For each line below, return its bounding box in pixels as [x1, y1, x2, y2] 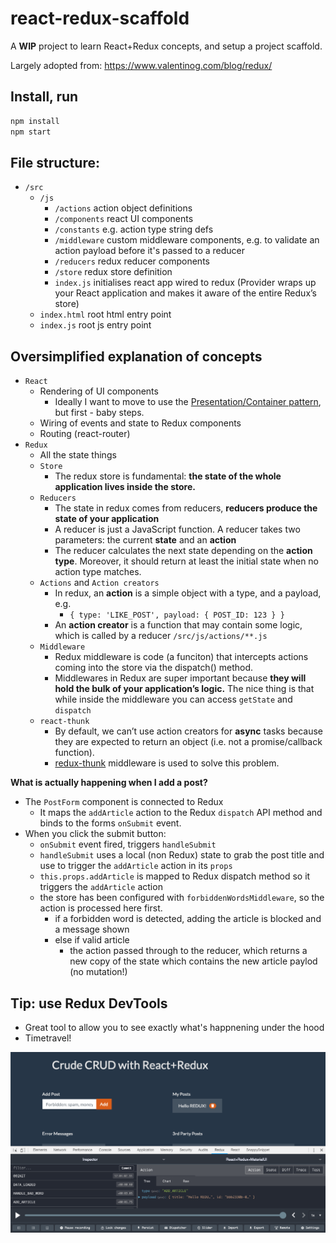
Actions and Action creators [39, 577, 160, 589]
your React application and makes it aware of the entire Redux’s [54, 287, 317, 299]
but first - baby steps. [54, 407, 145, 419]
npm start [10, 127, 52, 137]
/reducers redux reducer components [54, 255, 210, 267]
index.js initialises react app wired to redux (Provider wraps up [54, 277, 317, 289]
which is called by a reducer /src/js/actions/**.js [54, 630, 268, 642]
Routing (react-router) [39, 428, 131, 440]
